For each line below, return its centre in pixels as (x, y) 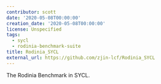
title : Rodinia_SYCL (33, 52)
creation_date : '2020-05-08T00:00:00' (56, 23)
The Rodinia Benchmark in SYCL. (48, 75)
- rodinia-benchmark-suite (46, 47)
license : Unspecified (34, 29)
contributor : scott (31, 12)
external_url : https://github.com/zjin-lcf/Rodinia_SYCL (81, 58)
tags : (13, 35)
